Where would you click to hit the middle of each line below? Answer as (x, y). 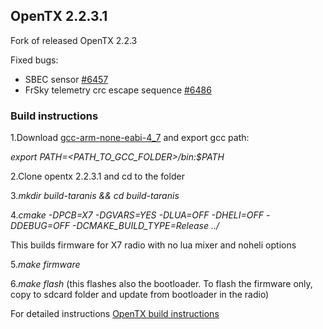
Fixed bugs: (34, 60)
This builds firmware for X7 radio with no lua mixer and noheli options (153, 245)
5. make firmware (45, 265)
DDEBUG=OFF (40, 226)
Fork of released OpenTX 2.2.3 (74, 40)
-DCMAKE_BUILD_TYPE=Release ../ (146, 226)
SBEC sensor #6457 (66, 79)
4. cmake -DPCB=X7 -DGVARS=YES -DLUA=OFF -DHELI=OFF (137, 215)
